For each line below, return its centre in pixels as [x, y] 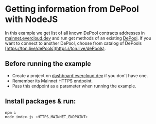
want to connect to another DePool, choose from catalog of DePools [73, 43]
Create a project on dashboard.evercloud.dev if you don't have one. [80, 75]
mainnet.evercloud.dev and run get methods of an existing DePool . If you [78, 38]
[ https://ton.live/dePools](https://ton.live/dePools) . [55, 48]
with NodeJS [32, 19]
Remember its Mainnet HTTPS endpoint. [52, 81]
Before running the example [48, 64]
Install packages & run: [41, 101]
